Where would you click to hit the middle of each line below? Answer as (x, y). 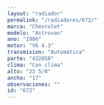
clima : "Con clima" (35, 65)
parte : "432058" (31, 59)
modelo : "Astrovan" (35, 33)
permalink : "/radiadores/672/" (52, 20)
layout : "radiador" (35, 13)
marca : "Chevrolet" (35, 26)
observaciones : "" (34, 84)
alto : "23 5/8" (29, 71)
